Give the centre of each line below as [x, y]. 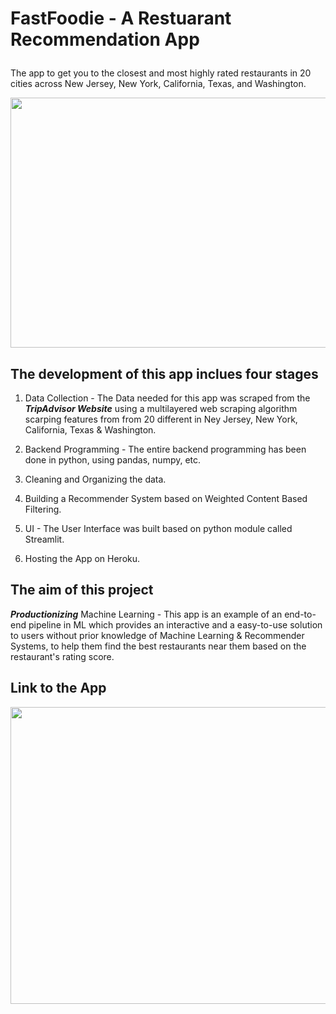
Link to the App [58, 688]
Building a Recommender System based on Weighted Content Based [166, 498]
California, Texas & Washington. [90, 430]
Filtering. [43, 509]
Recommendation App [105, 39]
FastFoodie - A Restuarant [121, 18]
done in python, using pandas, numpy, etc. [113, 460]
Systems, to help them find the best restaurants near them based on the [158, 646]
